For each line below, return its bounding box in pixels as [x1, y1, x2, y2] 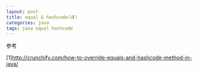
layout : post [6, 8, 39, 15]
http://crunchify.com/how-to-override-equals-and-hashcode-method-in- [11, 54, 193, 61]
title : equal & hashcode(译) [6, 14, 78, 20]
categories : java [6, 20, 49, 26]
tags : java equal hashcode [6, 25, 73, 31]
